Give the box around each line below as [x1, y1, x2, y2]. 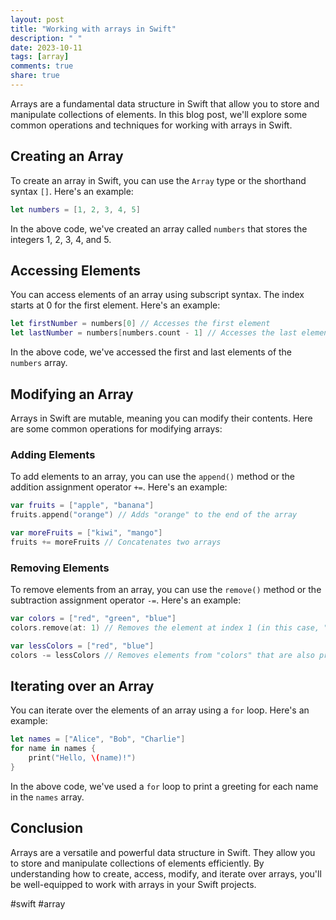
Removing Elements [10, 561, 110, 575]
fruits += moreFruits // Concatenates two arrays [10, 537, 222, 547]
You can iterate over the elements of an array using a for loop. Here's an [10, 704, 310, 716]
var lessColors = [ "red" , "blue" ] [10, 641, 155, 651]
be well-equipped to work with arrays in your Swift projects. [10, 878, 257, 890]
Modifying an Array [10, 386, 134, 403]
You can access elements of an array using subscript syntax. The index [10, 289, 305, 301]
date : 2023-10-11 [10, 42, 83, 53]
